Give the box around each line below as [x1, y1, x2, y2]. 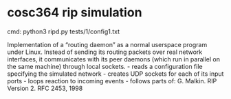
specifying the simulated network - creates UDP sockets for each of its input [7, 70, 224, 78]
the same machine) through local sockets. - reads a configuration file [7, 62, 203, 70]
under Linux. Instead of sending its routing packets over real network [7, 48, 203, 56]
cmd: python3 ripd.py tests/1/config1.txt [7, 27, 120, 36]
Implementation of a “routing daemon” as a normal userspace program [7, 40, 208, 48]
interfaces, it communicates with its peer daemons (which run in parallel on [7, 55, 221, 63]
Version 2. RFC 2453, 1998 [7, 84, 83, 92]
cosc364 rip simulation [7, 5, 142, 20]
